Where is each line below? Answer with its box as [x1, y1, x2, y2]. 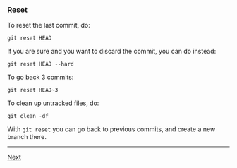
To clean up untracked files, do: [7, 99, 99, 107]
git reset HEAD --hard [7, 61, 74, 68]
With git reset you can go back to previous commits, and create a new [7, 125, 216, 133]
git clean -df [7, 113, 49, 120]
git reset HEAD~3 [7, 87, 59, 94]
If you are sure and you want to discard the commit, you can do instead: [7, 47, 217, 56]
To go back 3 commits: [7, 73, 74, 82]
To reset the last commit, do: [7, 21, 90, 30]
